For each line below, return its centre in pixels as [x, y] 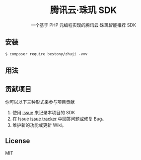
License [18, 141]
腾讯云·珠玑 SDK [83, 10]
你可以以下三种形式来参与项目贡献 [40, 102]
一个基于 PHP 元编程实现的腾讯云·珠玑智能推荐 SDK [83, 25]
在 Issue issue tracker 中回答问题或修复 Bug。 [59, 119]
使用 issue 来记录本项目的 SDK [44, 112]
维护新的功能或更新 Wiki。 [39, 125]
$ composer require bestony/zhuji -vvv [46, 54]
